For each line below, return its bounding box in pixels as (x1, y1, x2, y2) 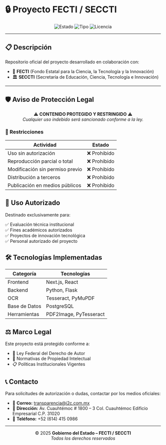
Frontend (7, 279, 29, 286)
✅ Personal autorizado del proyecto (5, 238, 78, 244)
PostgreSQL (46, 303, 74, 310)
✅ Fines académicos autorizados (5, 227, 73, 233)
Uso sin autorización (7, 149, 55, 156)
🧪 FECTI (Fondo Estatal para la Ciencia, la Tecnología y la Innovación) (12, 68, 154, 74)
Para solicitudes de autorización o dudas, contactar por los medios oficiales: (5, 391, 161, 397)
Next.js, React (46, 279, 79, 286)
